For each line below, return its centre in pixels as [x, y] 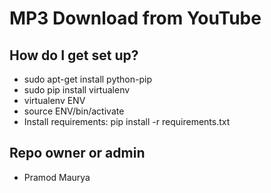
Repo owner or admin [77, 153]
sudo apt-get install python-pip [87, 79]
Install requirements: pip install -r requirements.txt [127, 121]
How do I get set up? [74, 55]
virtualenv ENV [54, 100]
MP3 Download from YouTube [135, 18]
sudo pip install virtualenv [77, 90]
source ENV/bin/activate [74, 111]
